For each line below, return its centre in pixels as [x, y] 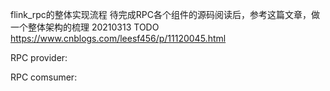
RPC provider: [39, 57]
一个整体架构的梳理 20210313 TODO [85, 27]
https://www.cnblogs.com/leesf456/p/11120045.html [118, 38]
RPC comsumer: [44, 77]
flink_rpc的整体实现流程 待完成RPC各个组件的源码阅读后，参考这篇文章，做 [165, 14]
